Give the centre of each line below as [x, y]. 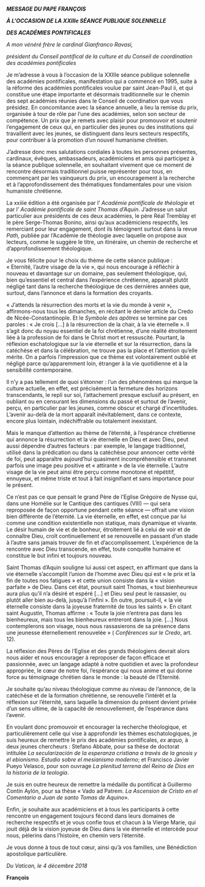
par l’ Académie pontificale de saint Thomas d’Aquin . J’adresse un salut [97, 209]
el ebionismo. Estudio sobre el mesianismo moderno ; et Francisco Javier [98, 759]
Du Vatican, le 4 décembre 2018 [47, 866]
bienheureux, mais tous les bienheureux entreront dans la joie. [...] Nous [97, 620]
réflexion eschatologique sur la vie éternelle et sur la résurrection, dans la [99, 344]
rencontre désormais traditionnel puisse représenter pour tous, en [89, 171]
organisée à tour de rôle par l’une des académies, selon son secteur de [96, 114]
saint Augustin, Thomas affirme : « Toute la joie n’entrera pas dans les [94, 613]
